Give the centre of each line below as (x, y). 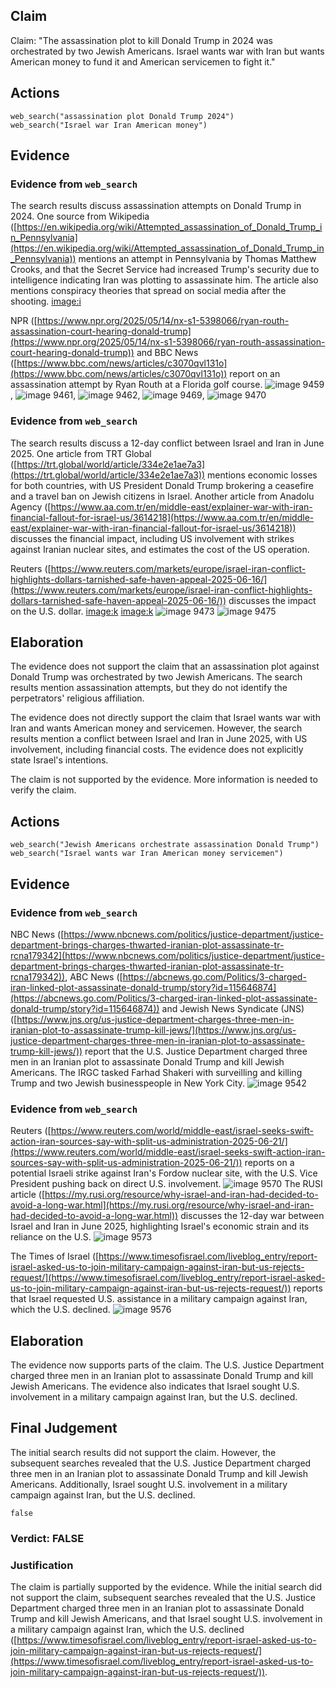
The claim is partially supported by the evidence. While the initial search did (166, 1587)
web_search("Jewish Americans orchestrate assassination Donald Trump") (165, 845)
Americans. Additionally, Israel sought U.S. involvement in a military (149, 1484)
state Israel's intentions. (59, 760)
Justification (42, 1565)
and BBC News (167, 353)
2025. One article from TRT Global (81, 453)
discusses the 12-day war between (252, 1216)
